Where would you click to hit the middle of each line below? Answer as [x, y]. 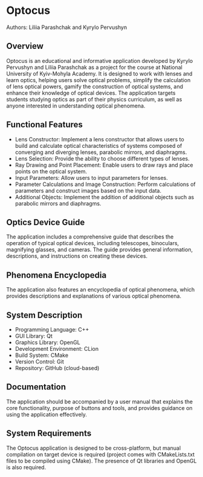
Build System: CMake [41, 355]
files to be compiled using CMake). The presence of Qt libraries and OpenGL [101, 461]
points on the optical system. [51, 171]
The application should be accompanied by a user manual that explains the [100, 402]
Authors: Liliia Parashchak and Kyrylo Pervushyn [67, 27]
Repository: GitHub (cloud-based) [57, 368]
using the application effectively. [47, 414]
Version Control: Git [40, 362]
